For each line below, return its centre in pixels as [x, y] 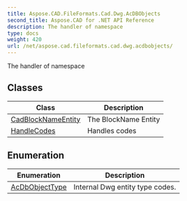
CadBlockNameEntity [46, 119]
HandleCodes [33, 131]
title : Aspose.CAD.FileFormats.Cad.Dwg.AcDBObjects [84, 14]
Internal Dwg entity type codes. [125, 187]
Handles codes [112, 131]
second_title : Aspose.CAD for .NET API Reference [81, 20]
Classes [25, 88]
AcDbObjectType [39, 187]
